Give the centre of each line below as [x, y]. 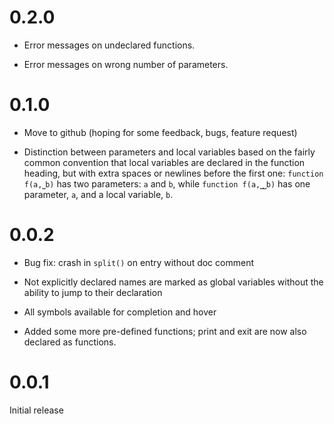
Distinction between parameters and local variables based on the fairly [169, 152]
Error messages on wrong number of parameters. [126, 64]
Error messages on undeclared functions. [109, 45]
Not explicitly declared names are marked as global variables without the [173, 282]
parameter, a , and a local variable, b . [98, 194]
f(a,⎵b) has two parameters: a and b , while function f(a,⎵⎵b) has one [167, 183]
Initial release [36, 410]
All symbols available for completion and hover [120, 312]
